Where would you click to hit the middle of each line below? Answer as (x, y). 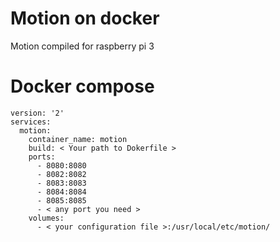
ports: (42, 157)
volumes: (46, 218)
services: (31, 122)
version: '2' (37, 113)
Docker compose (82, 86)
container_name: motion (78, 139)
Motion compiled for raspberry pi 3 (82, 46)
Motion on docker (85, 18)
